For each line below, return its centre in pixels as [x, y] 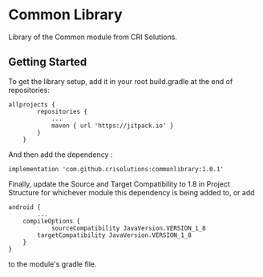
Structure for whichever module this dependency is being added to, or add [131, 192]
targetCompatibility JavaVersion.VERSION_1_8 [115, 235]
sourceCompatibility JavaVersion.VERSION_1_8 [128, 228]
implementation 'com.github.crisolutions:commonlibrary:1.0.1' [116, 169]
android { [25, 207]
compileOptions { [52, 221]
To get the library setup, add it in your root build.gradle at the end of [121, 81]
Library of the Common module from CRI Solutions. [93, 37]
